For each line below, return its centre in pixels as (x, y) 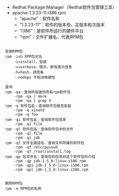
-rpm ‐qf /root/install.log (42, 151)
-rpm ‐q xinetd (29, 110)
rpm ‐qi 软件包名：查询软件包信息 (36, 120)
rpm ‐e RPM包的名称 (23, 189)
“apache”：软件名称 (40, 18)
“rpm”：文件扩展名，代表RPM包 (51, 37)
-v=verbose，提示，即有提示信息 (43, 67)
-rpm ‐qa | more (30, 97)
